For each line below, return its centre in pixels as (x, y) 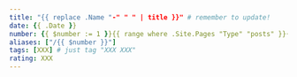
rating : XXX (31, 58)
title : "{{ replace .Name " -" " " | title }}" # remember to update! (140, 17)
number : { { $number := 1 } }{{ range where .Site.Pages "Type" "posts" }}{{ (152, 34)
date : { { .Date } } (43, 26)
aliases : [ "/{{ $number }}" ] (63, 42)
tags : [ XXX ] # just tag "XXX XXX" (73, 50)
